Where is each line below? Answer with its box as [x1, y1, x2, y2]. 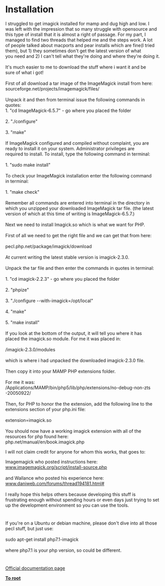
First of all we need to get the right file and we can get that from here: [5, 232, 152, 238]
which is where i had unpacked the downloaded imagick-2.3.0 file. [5, 357, 145, 364]
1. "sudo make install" [5, 162, 51, 168]
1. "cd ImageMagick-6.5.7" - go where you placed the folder [5, 107, 131, 114]
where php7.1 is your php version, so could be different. [5, 547, 122, 553]
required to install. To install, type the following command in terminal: [5, 151, 151, 157]
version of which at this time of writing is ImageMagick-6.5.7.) [5, 211, 135, 217]
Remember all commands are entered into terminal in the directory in [5, 199, 150, 206]
